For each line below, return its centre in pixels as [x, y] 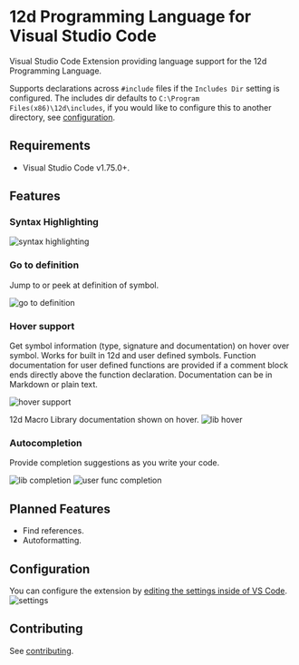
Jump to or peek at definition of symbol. [84, 285]
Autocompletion [46, 443]
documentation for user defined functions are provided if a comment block [149, 366]
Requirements [50, 146]
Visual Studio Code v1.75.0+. [76, 167]
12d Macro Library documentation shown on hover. [104, 420]
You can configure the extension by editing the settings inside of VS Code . [149, 591]
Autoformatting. [52, 541]
